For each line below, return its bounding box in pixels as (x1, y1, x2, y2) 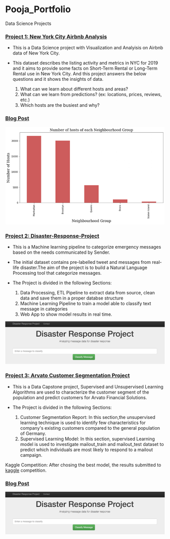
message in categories (20, 306, 68, 312)
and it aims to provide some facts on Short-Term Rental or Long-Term (12, 65, 158, 72)
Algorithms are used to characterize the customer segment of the (12, 389, 149, 395)
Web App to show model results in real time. (20, 311, 112, 317)
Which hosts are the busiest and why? (20, 102, 100, 108)
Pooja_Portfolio (5, 4, 71, 15)
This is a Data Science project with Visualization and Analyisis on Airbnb (12, 45, 163, 51)
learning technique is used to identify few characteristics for (20, 420, 146, 426)
